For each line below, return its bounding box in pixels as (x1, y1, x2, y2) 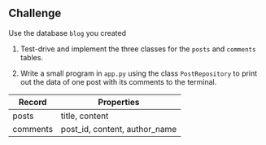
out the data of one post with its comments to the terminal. (20, 77, 217, 86)
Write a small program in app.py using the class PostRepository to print (20, 68, 258, 78)
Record (18, 96, 47, 108)
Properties (98, 96, 140, 108)
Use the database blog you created (8, 28, 127, 37)
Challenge (8, 7, 62, 20)
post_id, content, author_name (60, 123, 177, 134)
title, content (60, 110, 109, 121)
